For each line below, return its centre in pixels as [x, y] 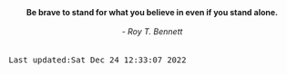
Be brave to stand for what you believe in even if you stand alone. [152, 12]
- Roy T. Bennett [152, 32]
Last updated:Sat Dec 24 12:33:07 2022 [97, 60]
